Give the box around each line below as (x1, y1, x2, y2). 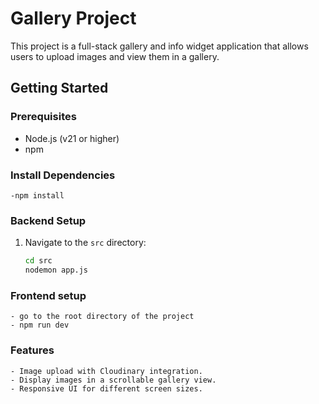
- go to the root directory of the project (10, 312, 195, 322)
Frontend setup (10, 288, 87, 302)
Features (10, 343, 55, 357)
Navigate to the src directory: (24, 237, 147, 249)
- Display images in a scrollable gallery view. (10, 375, 217, 385)
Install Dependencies (10, 168, 116, 182)
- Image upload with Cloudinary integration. (10, 366, 203, 376)
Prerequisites (10, 110, 77, 124)
